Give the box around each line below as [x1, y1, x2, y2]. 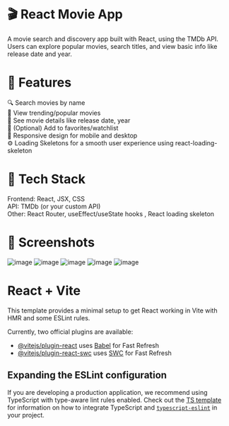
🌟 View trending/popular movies [7, 108, 101, 117]
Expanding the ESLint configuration [7, 369, 168, 381]
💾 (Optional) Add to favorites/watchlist [7, 123, 119, 132]
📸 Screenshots [7, 235, 95, 250]
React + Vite [7, 282, 81, 298]
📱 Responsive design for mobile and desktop [7, 131, 138, 140]
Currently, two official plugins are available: [7, 327, 134, 336]
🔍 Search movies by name [7, 98, 86, 107]
